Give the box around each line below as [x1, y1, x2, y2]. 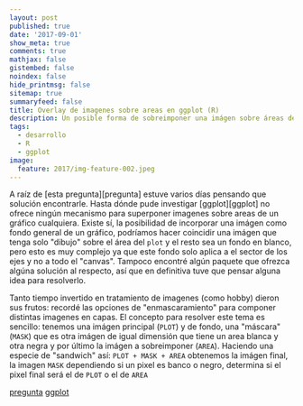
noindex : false [9, 72, 67, 81]
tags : [9, 123, 30, 132]
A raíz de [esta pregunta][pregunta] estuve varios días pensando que [9, 189, 267, 199]
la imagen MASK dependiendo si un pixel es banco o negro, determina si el [9, 360, 281, 371]
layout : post [9, 13, 59, 23]
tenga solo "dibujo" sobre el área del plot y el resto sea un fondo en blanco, [9, 236, 292, 248]
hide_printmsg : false [9, 80, 91, 89]
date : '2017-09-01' [9, 30, 83, 39]
